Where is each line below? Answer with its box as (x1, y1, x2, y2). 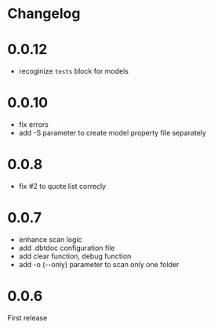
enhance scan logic (18, 234, 83, 244)
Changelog (7, 5, 81, 23)
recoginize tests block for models (18, 67, 129, 76)
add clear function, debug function (18, 251, 132, 261)
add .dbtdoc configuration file (18, 243, 115, 252)
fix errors (18, 120, 49, 129)
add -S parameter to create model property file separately (18, 128, 207, 138)
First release (7, 313, 48, 322)
